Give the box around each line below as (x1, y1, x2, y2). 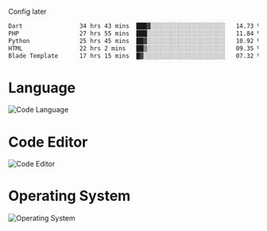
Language (8, 79, 76, 96)
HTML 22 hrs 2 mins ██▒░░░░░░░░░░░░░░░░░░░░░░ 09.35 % (8, 44, 261, 53)
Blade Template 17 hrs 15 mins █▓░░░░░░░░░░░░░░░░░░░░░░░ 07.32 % (8, 52, 261, 60)
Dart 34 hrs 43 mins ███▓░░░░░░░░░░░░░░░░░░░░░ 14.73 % (8, 22, 261, 30)
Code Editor (8, 133, 88, 151)
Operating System (8, 187, 131, 206)
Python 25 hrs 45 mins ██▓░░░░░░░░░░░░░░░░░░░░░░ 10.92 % (8, 37, 261, 45)
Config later (8, 7, 48, 16)
